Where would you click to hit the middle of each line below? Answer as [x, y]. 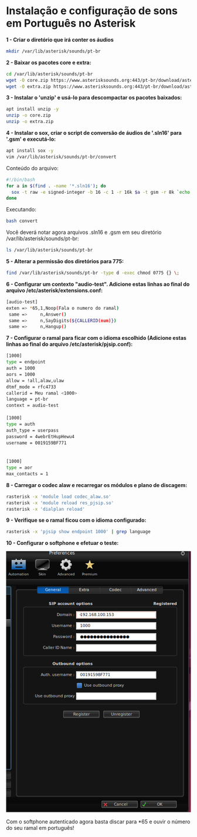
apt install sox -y [30, 151]
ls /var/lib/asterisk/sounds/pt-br [50, 250]
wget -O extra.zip [28, 87]
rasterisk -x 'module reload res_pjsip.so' [60, 503]
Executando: [21, 210]
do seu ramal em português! [40, 828]
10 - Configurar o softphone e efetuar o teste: [62, 543]
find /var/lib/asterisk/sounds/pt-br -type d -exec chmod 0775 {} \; [93, 273]
